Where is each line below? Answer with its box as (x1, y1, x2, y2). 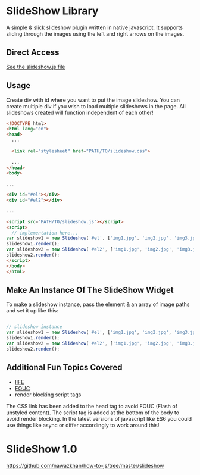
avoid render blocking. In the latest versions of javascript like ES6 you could (6, 415, 192, 422)
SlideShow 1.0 (6, 442, 77, 456)
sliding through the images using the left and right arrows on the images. (6, 30, 185, 37)
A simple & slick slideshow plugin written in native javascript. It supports (6, 24, 183, 31)
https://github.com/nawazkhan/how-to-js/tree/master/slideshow (6, 462, 164, 469)
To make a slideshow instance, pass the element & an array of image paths (6, 301, 190, 308)
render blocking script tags (14, 391, 82, 398)
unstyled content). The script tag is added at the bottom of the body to (6, 409, 180, 416)
